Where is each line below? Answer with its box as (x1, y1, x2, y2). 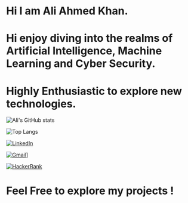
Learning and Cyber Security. (6, 57, 156, 70)
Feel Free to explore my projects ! (6, 184, 174, 198)
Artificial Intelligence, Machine (6, 44, 162, 58)
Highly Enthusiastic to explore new (6, 84, 182, 98)
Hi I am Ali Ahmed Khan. (6, 4, 128, 18)
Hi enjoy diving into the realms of (6, 32, 173, 45)
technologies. (6, 97, 76, 110)
